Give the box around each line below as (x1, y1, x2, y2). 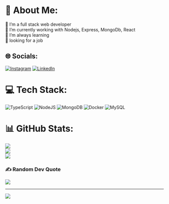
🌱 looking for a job (5, 37, 43, 43)
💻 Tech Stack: (5, 84, 67, 95)
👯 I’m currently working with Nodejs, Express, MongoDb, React (5, 26, 136, 32)
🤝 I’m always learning (5, 32, 49, 38)
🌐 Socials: (5, 52, 38, 61)
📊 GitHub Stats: (5, 123, 74, 134)
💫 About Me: (5, 5, 58, 16)
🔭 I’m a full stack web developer (5, 21, 71, 27)
